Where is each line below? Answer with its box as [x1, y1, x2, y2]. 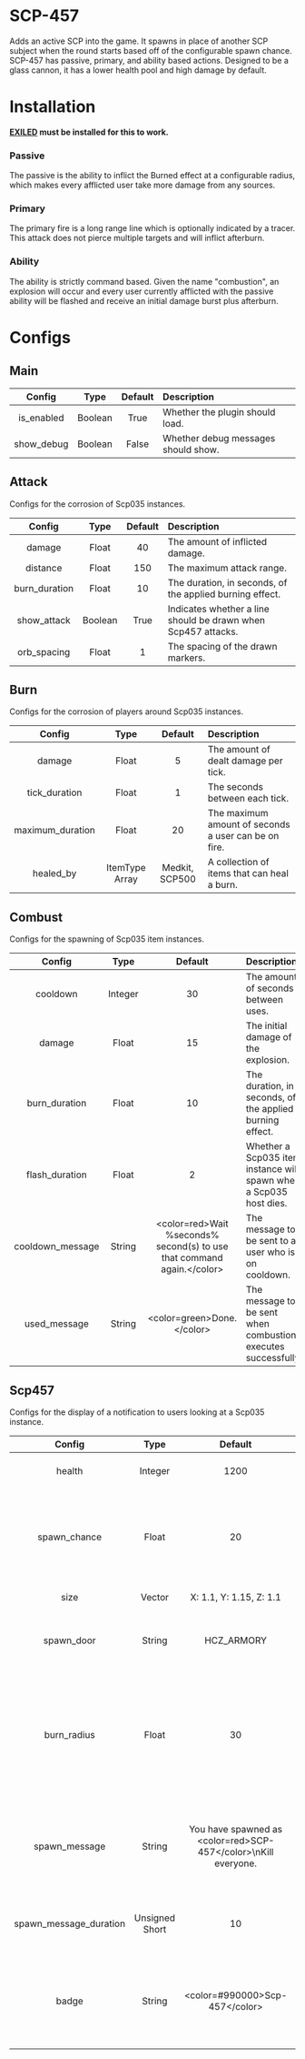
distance [25, 561, 63, 574]
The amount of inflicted [167, 535, 268, 548]
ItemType [105, 862, 147, 874]
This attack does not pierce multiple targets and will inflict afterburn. [9, 233, 265, 244]
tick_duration [26, 786, 83, 799]
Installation [9, 96, 96, 117]
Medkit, [162, 862, 194, 874]
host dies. [245, 1197, 288, 1210]
